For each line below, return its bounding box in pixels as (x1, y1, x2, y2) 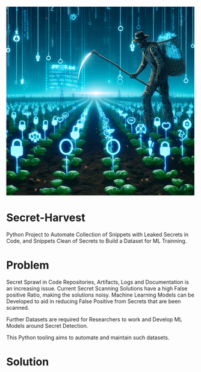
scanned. (6, 304, 29, 311)
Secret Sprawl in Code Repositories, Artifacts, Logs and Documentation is (6, 278, 190, 286)
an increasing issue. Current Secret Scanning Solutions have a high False (6, 284, 188, 292)
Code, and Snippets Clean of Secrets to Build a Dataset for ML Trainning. (6, 237, 187, 245)
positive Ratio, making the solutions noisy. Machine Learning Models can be (6, 291, 194, 298)
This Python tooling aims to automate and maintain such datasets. (6, 333, 170, 341)
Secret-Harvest (6, 211, 85, 225)
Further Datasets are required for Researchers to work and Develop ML (6, 315, 182, 323)
